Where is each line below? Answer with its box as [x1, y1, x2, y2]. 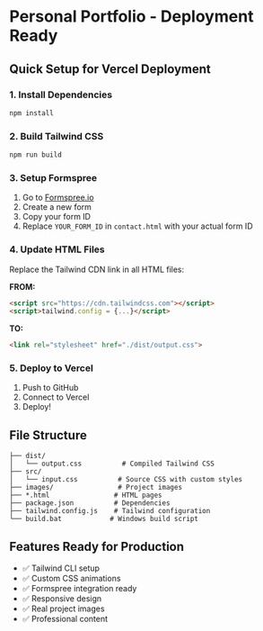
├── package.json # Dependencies [9, 499, 171, 508]
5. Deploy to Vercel [9, 362, 94, 374]
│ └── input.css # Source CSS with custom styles [9, 475, 243, 484]
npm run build [9, 150, 63, 159]
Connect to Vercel [22, 392, 90, 402]
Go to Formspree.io [22, 192, 94, 203]
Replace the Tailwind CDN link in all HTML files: [9, 264, 185, 275]
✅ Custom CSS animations [22, 573, 121, 584]
